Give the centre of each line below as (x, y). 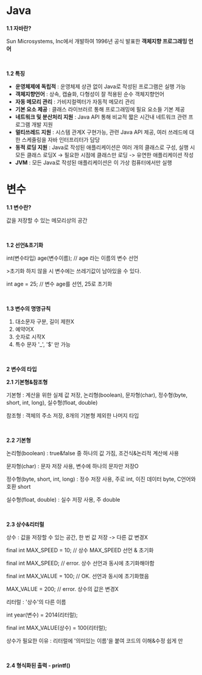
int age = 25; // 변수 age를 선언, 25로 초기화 (59, 284)
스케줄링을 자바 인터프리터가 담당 (61, 139)
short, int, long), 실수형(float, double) (52, 402)
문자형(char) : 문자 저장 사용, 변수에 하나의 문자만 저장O (72, 466)
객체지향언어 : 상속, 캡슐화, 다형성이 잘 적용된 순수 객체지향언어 (90, 94)
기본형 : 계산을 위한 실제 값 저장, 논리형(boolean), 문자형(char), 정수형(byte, (97, 395)
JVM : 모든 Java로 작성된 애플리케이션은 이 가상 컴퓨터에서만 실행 (93, 163)
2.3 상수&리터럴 (25, 524)
